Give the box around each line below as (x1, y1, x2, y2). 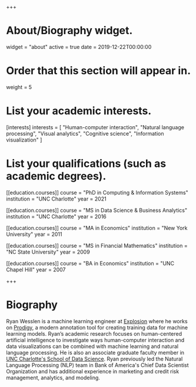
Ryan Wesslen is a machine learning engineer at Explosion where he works (6, 317, 188, 324)
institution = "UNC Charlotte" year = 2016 (6, 213, 107, 220)
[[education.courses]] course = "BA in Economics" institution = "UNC (6, 260, 175, 267)
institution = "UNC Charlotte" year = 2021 (6, 195, 107, 202)
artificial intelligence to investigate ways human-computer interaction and (6, 336, 185, 343)
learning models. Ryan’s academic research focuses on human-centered (6, 330, 182, 337)
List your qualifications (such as (6, 157, 167, 170)
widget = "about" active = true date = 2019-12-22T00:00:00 (6, 43, 152, 50)
